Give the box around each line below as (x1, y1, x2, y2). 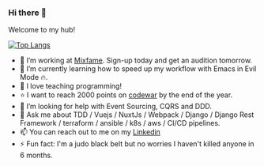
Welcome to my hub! (8, 25, 76, 35)
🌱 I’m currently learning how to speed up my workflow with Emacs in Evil (19, 64, 257, 74)
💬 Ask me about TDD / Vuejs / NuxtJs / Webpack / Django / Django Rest (19, 110, 255, 119)
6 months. (19, 150, 53, 160)
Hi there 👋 (8, 7, 47, 18)
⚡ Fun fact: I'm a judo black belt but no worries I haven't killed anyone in (19, 139, 255, 149)
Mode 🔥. (19, 73, 48, 82)
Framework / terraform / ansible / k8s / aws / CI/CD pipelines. (19, 119, 221, 128)
